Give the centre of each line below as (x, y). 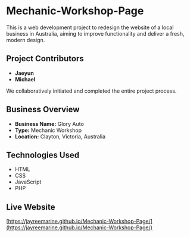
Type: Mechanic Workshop (48, 130)
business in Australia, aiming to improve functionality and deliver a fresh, (95, 33)
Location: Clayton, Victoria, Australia (60, 136)
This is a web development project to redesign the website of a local (90, 27)
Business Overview (43, 110)
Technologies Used (43, 155)
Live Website (31, 207)
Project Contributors (45, 59)
